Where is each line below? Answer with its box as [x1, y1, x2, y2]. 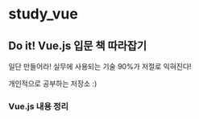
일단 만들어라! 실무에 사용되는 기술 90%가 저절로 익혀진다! [8, 62, 192, 71]
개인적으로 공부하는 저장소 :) [8, 79, 97, 88]
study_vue [8, 5, 78, 23]
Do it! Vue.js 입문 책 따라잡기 [8, 39, 147, 52]
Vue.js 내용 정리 [8, 101, 69, 112]
